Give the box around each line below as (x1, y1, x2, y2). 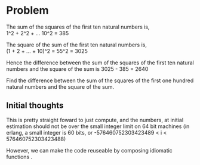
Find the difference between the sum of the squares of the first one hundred (6, 77, 194, 84)
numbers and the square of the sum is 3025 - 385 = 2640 (6, 65, 149, 72)
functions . (6, 153, 33, 160)
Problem (6, 4, 49, 17)
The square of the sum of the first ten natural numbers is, (6, 41, 147, 48)
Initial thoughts (6, 101, 64, 111)
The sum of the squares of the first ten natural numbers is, (6, 23, 150, 30)
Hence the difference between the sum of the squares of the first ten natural (6, 59, 194, 66)
